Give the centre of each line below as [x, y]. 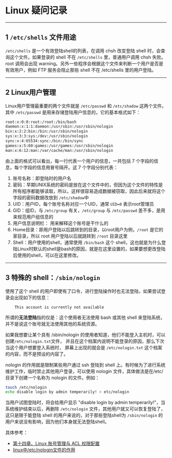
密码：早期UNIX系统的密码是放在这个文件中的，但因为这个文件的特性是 [88, 185]
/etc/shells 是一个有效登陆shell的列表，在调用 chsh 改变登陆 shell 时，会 [83, 51]
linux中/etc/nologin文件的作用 [44, 450]
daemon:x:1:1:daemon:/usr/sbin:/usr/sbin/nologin [59, 127]
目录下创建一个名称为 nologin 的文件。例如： [52, 377]
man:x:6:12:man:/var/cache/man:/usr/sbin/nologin [59, 150]
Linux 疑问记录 [36, 11]
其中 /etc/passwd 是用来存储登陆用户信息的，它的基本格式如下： [73, 112]
